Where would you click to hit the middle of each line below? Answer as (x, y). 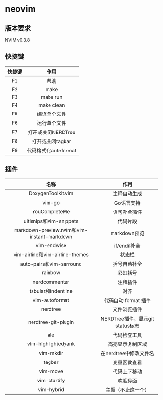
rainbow (51, 272)
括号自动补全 (127, 264)
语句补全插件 (127, 212)
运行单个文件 (52, 123)
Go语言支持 (127, 203)
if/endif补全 (127, 246)
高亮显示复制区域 (127, 344)
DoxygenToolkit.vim (51, 193)
